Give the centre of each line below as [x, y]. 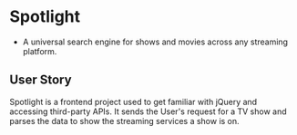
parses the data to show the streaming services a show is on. [124, 121]
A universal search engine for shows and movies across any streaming [155, 42]
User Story [41, 80]
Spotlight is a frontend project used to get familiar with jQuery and [133, 101]
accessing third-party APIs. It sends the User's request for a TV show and [148, 111]
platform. [40, 51]
